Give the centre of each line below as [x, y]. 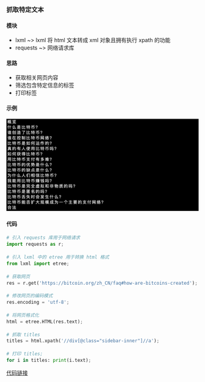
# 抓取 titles [23, 334]
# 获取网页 [18, 276]
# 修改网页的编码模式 [30, 296]
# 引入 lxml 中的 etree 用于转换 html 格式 [58, 257]
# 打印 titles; [25, 354]
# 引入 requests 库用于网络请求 [43, 238]
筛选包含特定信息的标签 [45, 85]
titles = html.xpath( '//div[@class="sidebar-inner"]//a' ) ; [83, 341]
